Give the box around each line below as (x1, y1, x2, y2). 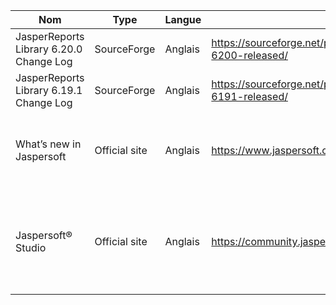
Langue (164, 13, 202, 26)
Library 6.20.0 (15, 42, 83, 56)
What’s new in (15, 137, 82, 151)
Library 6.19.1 (15, 84, 83, 97)
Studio (15, 241, 47, 254)
